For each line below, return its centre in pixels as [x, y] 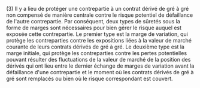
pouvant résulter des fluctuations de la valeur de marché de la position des [99, 60]
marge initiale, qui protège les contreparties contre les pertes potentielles [97, 53]
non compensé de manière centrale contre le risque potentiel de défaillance [100, 15]
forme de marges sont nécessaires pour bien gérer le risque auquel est [94, 28]
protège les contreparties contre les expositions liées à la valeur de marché [99, 40]
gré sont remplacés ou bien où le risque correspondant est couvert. [90, 78]
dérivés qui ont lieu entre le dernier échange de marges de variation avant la [100, 66]
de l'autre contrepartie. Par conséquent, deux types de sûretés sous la [93, 21]
